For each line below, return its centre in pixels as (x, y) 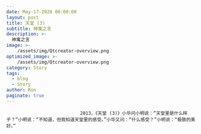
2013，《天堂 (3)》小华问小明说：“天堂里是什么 (132, 113)
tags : (13, 73)
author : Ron (21, 90)
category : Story (27, 68)
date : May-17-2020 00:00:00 (42, 12)
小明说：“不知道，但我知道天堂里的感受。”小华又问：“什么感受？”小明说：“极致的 (104, 120)
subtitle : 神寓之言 (29, 29)
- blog (20, 79)
